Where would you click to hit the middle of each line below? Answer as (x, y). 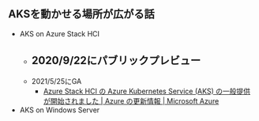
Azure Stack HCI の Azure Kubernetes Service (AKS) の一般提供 (147, 91)
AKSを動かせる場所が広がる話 (82, 14)
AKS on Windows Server (60, 110)
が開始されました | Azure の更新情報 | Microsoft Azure (131, 100)
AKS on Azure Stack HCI (60, 33)
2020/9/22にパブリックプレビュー (116, 60)
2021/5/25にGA (56, 81)
